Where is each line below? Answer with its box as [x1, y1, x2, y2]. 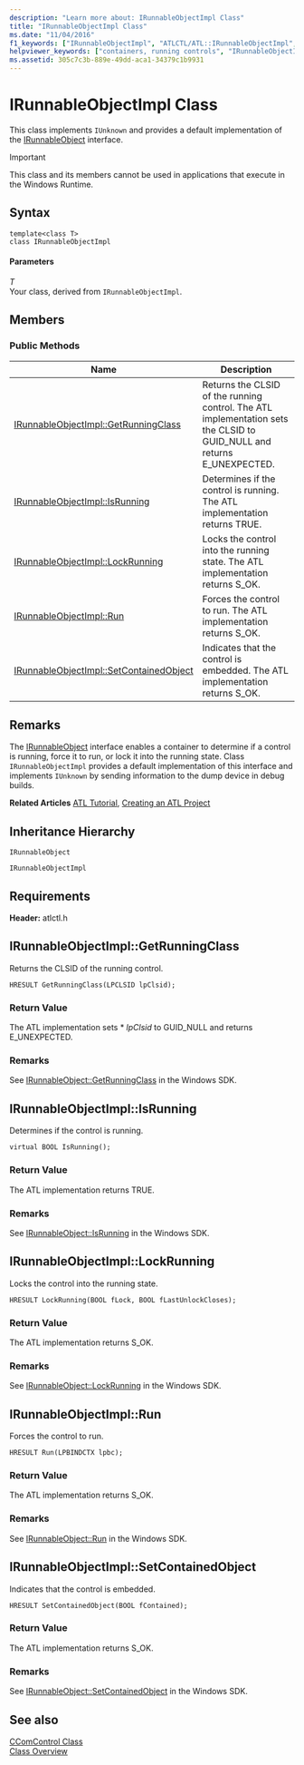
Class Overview [9, 1745, 68, 1756]
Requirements [9, 888, 90, 903]
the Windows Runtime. [9, 179, 93, 190]
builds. [9, 780, 34, 791]
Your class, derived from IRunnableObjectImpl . [9, 286, 183, 297]
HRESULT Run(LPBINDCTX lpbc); [9, 1448, 124, 1458]
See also [9, 1711, 59, 1728]
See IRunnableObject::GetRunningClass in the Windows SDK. [9, 1075, 237, 1086]
